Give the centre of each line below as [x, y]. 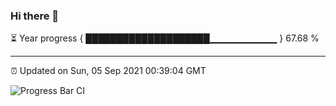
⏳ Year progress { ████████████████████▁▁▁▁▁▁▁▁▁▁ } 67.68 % [165, 38]
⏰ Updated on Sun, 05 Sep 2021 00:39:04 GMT [108, 71]
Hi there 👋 [35, 16]
